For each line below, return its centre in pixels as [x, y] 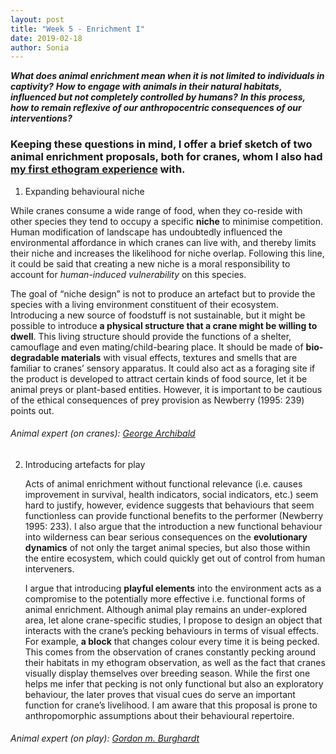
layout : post [37, 19]
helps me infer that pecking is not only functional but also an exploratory [174, 683]
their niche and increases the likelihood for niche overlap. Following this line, [167, 253]
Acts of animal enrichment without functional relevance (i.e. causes [163, 483]
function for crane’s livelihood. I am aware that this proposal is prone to [171, 705]
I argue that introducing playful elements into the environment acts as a [173, 588]
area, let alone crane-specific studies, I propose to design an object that [173, 620]
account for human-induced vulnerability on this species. [128, 274]
